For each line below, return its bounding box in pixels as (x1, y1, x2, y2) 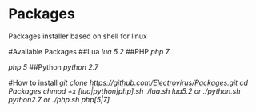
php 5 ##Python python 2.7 (8, 62, 98, 72)
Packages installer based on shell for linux (8, 31, 148, 41)
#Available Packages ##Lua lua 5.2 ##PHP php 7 (8, 46, 170, 56)
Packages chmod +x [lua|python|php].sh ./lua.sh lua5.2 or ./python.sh (8, 86, 242, 96)
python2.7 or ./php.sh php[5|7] (8, 94, 110, 104)
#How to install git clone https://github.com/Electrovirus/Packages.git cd (8, 78, 248, 87)
